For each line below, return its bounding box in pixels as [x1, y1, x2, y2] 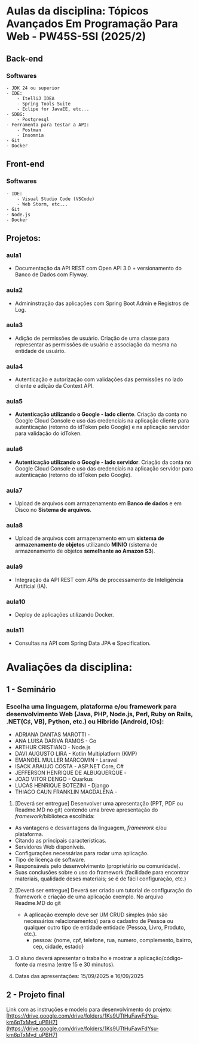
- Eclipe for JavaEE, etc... [17, 106, 90, 112]
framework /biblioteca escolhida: [14, 813, 95, 820]
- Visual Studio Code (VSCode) [17, 196, 95, 202]
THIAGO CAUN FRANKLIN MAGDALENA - [14, 788, 118, 795]
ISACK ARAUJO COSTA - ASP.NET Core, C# [14, 763, 124, 770]
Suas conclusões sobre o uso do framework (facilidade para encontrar [14, 869, 189, 876]
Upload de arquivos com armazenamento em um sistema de [14, 535, 164, 542]
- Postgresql [17, 116, 50, 122]
